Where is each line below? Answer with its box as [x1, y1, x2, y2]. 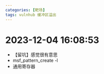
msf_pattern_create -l [12, 57, 58, 64]
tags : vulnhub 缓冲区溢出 [5, 12, 57, 17]
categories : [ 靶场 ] [5, 7, 45, 13]
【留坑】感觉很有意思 [12, 52, 58, 58]
